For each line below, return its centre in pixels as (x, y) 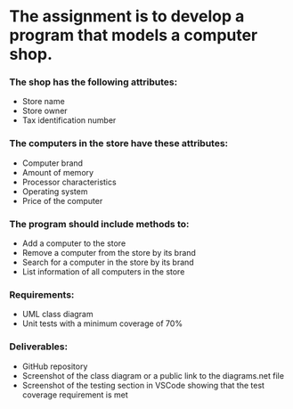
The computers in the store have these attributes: (119, 143)
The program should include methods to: (99, 224)
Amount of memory (58, 172)
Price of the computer (62, 200)
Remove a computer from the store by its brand (109, 253)
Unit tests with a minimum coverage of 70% (102, 323)
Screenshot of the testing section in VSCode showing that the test (143, 385)
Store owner (45, 111)
